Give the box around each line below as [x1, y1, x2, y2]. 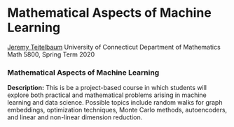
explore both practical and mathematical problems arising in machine [7, 91, 207, 99]
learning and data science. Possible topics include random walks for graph [7, 98, 223, 107]
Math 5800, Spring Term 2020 [7, 50, 95, 59]
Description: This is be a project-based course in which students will [7, 84, 207, 92]
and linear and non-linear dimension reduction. [7, 113, 143, 121]
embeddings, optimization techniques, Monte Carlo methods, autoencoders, [7, 106, 228, 114]
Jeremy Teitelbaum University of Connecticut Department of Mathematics [7, 43, 221, 51]
